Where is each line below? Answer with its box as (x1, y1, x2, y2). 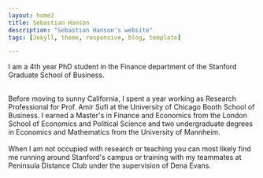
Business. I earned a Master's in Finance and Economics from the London (8, 111, 248, 121)
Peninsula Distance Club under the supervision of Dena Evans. (8, 161, 211, 170)
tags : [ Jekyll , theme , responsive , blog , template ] (8, 33, 181, 42)
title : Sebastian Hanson (8, 19, 90, 27)
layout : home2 (8, 11, 55, 20)
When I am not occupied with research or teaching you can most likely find (8, 144, 251, 154)
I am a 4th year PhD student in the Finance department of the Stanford (8, 62, 237, 72)
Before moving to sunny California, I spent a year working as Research (8, 94, 237, 103)
